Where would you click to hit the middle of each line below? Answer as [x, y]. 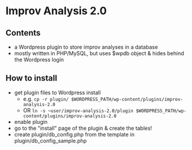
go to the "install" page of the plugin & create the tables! [83, 128]
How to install [32, 78]
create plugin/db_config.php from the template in [74, 134]
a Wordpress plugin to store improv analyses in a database [86, 47]
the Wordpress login [39, 60]
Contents [23, 33]
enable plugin [31, 122]
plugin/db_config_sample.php [51, 141]
